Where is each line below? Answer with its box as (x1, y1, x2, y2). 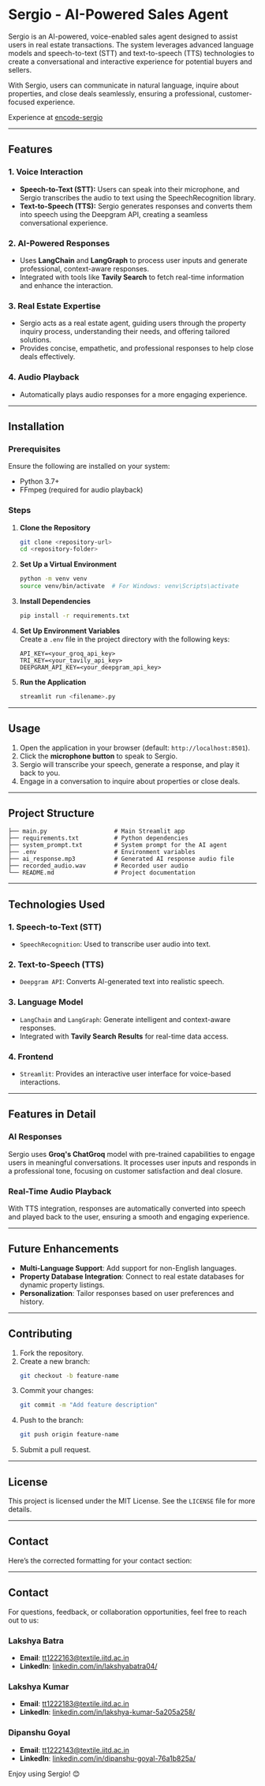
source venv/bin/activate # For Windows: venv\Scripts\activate (19, 582, 239, 590)
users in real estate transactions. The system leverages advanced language (8, 39, 254, 49)
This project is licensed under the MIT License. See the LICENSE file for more (8, 1496, 256, 1505)
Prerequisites (8, 444, 61, 455)
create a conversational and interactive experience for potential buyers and (8, 57, 252, 66)
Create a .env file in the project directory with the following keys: (19, 634, 230, 644)
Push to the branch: (19, 1415, 84, 1425)
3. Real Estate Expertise (8, 300, 101, 311)
